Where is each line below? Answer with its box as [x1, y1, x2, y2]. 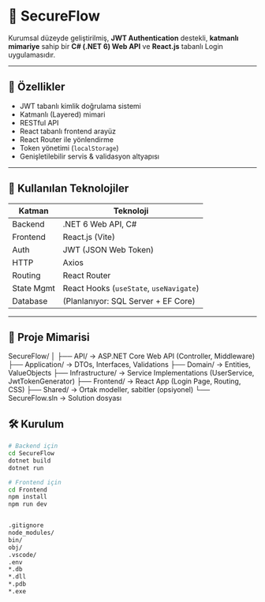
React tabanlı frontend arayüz [19, 126, 117, 136]
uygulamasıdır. [8, 50, 56, 59]
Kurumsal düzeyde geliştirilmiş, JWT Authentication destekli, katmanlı [8, 33, 239, 43]
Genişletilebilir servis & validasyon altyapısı [19, 151, 160, 161]
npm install [8, 493, 47, 501]
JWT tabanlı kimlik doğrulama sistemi [19, 101, 142, 110]
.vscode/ [8, 551, 37, 559]
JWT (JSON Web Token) [62, 244, 155, 255]
